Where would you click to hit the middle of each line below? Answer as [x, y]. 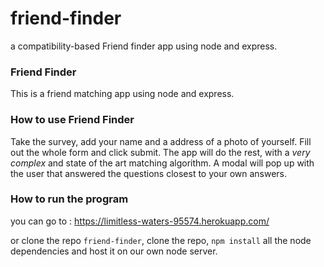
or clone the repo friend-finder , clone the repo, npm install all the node [161, 240]
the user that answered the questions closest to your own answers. [149, 173]
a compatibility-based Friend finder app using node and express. [144, 46]
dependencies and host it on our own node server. [114, 251]
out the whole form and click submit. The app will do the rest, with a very [160, 152]
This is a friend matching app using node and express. [122, 94]
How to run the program [69, 199]
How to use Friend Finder [72, 120]
